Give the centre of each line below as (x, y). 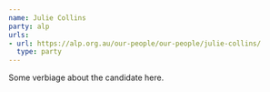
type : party (40, 52)
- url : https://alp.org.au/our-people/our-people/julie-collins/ (135, 43)
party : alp (29, 26)
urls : (19, 35)
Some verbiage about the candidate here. (86, 77)
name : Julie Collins (48, 18)
